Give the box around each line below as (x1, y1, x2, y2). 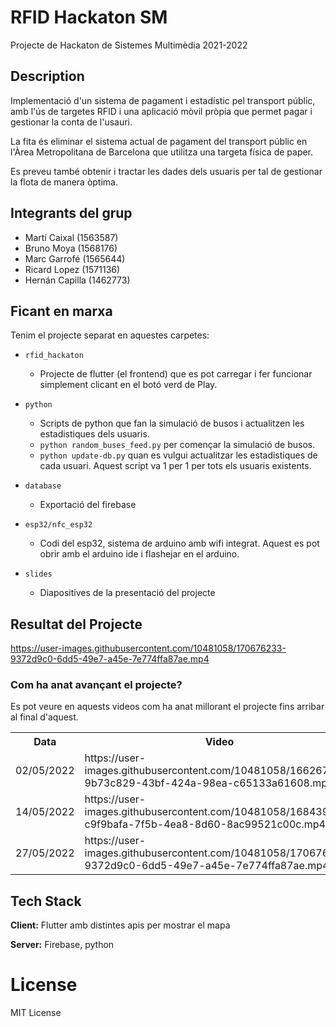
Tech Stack (10, 892, 82, 910)
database (24, 481, 62, 491)
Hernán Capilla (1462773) (24, 274, 131, 286)
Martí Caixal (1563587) (24, 231, 119, 243)
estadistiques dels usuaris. (39, 428, 150, 440)
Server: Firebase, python (10, 939, 115, 951)
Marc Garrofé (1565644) (24, 252, 126, 265)
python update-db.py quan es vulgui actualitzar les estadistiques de (39, 449, 318, 461)
